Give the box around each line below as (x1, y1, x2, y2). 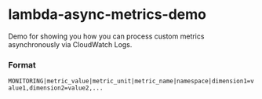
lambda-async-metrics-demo (8, 5, 206, 24)
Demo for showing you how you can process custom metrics (8, 31, 205, 41)
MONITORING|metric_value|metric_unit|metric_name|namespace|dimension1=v (8, 77, 255, 86)
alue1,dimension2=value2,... (8, 84, 104, 92)
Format (8, 59, 37, 70)
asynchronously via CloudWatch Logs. (8, 39, 133, 49)
